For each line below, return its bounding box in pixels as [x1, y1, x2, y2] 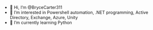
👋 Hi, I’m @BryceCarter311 [9, 5, 62, 10]
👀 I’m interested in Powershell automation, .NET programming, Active [9, 10, 149, 15]
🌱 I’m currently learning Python [9, 20, 72, 25]
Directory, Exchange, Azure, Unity [9, 15, 78, 20]
